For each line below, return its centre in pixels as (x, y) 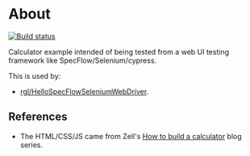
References (38, 117)
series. (31, 145)
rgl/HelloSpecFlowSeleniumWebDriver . (84, 91)
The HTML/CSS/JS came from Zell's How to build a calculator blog (131, 136)
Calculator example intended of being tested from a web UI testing (119, 51)
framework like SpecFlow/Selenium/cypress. (83, 60)
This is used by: (35, 76)
